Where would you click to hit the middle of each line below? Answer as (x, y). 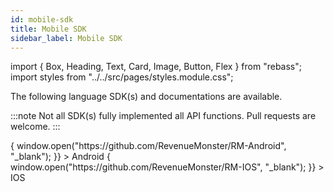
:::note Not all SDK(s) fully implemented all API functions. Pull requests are (163, 116)
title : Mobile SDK (48, 29)
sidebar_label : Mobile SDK (66, 38)
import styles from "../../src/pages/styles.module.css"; (122, 77)
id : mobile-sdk (42, 19)
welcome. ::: (35, 127)
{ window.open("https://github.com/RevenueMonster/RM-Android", (148, 146)
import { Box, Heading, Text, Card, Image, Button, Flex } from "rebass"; (156, 67)
